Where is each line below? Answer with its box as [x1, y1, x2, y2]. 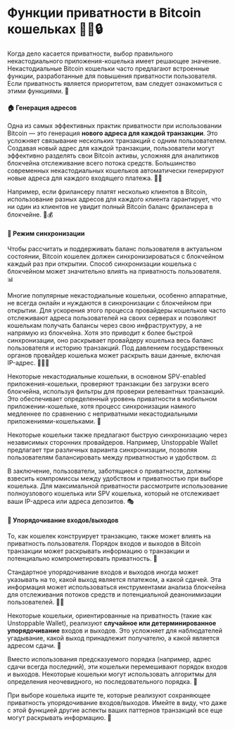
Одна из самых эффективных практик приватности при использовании [7, 122, 222, 130]
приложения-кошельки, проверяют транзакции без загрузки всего [7, 380, 210, 388]
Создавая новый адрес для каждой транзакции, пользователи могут [7, 144, 215, 153]
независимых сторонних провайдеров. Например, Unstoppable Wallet [7, 438, 218, 447]
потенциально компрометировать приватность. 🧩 [7, 554, 158, 562]
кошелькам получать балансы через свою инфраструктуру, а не [7, 322, 203, 330]
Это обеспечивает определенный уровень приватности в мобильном [7, 395, 217, 403]
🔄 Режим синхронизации [7, 229, 85, 237]
